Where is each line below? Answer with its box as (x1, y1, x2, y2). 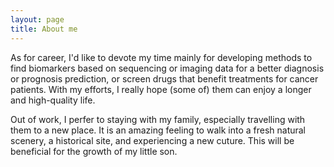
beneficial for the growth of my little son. (10, 145, 178, 157)
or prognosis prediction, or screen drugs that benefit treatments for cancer (10, 72, 319, 85)
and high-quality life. (10, 94, 96, 106)
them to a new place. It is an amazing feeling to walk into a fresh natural (10, 124, 307, 136)
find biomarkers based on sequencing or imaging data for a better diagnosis (10, 62, 325, 74)
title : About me (10, 24, 78, 34)
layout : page (10, 14, 65, 25)
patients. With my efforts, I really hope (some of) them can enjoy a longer (10, 83, 312, 95)
